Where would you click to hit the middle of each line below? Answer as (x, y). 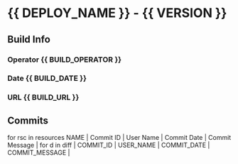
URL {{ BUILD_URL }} (43, 97)
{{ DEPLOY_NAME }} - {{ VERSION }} (117, 13)
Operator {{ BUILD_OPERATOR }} (65, 60)
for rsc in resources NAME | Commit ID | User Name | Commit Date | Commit (119, 138)
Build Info (29, 39)
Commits (28, 120)
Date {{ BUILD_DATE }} (47, 78)
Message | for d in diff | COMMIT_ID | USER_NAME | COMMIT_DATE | (109, 145)
